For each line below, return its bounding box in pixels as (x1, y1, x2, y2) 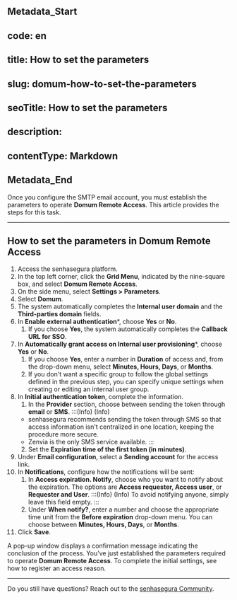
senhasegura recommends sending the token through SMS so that (28, 415, 221, 424)
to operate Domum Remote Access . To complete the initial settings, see (7, 557, 217, 565)
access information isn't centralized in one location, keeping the (28, 422, 214, 431)
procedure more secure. (28, 430, 99, 439)
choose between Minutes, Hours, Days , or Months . (28, 520, 180, 529)
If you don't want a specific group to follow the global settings (28, 370, 209, 379)
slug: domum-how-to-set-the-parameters (7, 78, 197, 90)
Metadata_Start (7, 6, 78, 18)
